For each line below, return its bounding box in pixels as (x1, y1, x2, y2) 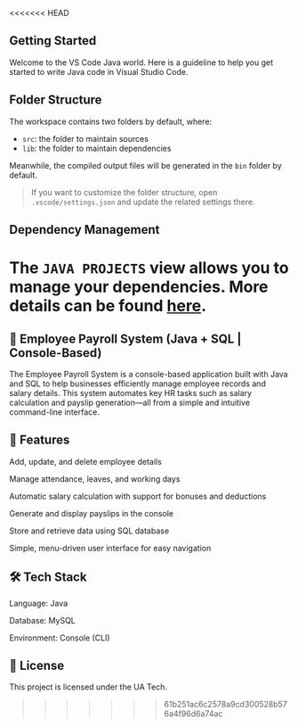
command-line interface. (9, 407, 100, 417)
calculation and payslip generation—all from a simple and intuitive (9, 397, 251, 409)
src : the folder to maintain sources (21, 133, 149, 144)
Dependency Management (9, 222, 160, 237)
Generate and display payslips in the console (9, 508, 173, 518)
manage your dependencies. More (9, 277, 269, 297)
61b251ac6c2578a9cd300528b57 (164, 699, 287, 710)
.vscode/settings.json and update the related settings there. (30, 196, 255, 207)
